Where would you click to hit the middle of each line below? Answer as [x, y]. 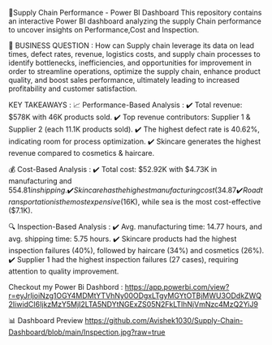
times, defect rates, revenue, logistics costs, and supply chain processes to [135, 54]
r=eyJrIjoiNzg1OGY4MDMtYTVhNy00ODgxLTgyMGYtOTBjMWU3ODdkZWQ [135, 295]
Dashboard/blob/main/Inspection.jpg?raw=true [87, 332]
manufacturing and [40, 181]
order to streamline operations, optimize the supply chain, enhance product [135, 71]
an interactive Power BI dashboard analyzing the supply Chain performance [135, 21]
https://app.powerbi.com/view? [177, 287]
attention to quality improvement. [64, 271]
